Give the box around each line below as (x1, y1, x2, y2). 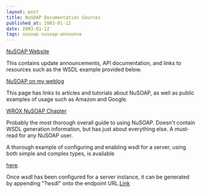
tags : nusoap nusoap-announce (6, 31, 82, 37)
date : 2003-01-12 (6, 25, 50, 32)
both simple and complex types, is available (6, 150, 115, 157)
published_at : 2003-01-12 (6, 20, 71, 26)
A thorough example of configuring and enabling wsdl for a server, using (6, 144, 187, 151)
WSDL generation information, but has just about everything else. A (6, 125, 173, 133)
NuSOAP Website (6, 48, 49, 55)
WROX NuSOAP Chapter (6, 107, 67, 115)
